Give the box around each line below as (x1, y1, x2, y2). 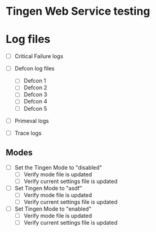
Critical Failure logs (14, 53, 64, 60)
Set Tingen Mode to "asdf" (14, 184, 83, 192)
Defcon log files (14, 65, 55, 72)
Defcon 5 (23, 105, 47, 112)
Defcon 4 (23, 98, 48, 105)
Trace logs (14, 129, 42, 137)
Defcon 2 (23, 84, 47, 91)
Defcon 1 (23, 77, 46, 84)
